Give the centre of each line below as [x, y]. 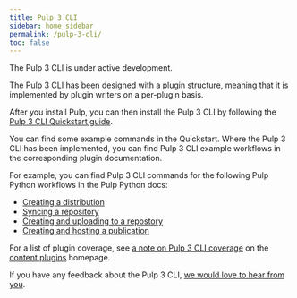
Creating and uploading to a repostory [93, 221]
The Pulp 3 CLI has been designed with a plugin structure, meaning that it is [149, 85]
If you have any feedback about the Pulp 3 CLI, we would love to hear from [147, 275]
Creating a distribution [64, 202]
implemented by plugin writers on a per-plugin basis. [106, 95]
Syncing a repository [61, 212]
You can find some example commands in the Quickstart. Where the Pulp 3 [148, 139]
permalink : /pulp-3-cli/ [55, 34]
